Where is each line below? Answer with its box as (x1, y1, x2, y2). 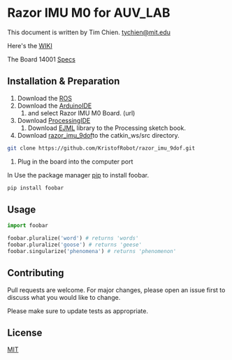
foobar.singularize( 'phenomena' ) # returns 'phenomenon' (7, 247, 177, 254)
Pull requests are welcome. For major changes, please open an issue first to (7, 285, 226, 294)
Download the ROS (17, 94, 72, 102)
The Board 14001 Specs (7, 55, 75, 64)
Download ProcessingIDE (17, 116, 91, 124)
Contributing (7, 267, 64, 279)
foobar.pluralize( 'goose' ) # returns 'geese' (7, 241, 142, 249)
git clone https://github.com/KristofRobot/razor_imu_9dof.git (7, 145, 196, 152)
